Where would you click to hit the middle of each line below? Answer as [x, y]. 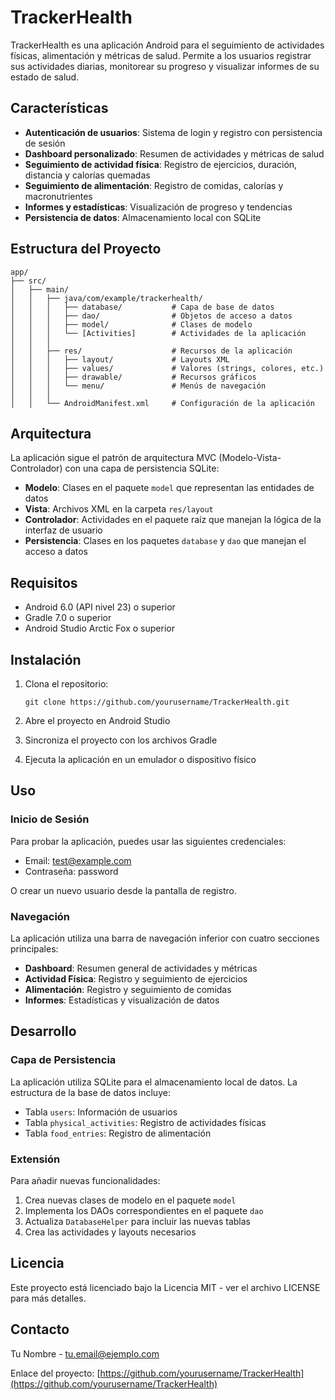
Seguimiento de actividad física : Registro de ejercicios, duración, [161, 164]
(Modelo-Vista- [250, 458]
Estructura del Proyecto [86, 249]
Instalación [46, 659]
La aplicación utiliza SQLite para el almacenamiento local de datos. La [154, 1082]
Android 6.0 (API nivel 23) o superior [100, 607]
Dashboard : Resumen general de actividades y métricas [141, 968]
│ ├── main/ [40, 289]
